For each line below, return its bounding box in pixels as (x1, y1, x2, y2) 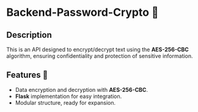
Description (6, 30, 52, 40)
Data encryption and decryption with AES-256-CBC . (15, 86, 148, 93)
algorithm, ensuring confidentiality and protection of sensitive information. (6, 52, 194, 60)
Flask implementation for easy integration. (15, 93, 122, 100)
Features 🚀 (6, 70, 48, 80)
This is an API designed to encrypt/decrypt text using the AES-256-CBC (6, 46, 189, 53)
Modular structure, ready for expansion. (15, 99, 116, 106)
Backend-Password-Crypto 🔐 (6, 5, 159, 19)
